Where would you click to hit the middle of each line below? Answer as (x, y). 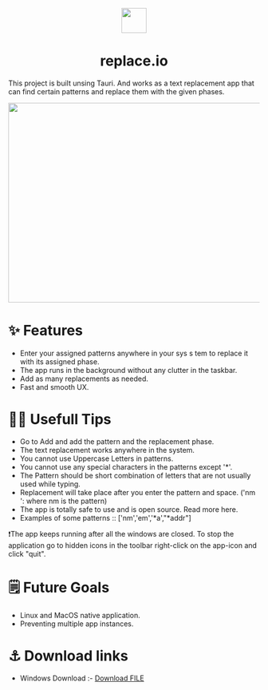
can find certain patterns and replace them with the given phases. (116, 91)
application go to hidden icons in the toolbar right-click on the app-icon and (133, 545)
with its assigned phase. (59, 361)
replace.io (134, 61)
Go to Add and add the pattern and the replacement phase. (117, 441)
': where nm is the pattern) (63, 501)
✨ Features (46, 331)
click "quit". (27, 553)
